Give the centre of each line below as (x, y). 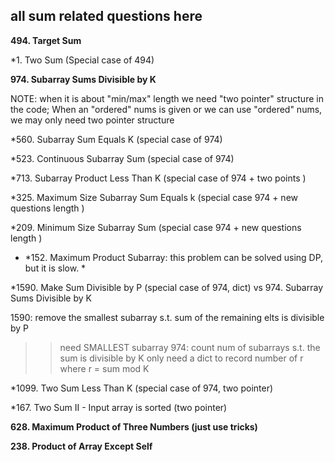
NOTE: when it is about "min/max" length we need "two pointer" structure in (167, 98)
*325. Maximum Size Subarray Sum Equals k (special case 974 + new (154, 197)
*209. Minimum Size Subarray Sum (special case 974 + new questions (156, 227)
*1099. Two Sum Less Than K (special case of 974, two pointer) (142, 388)
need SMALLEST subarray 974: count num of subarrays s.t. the (190, 347)
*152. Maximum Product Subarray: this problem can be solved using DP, (174, 257)
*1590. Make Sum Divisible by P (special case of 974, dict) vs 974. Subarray (167, 287)
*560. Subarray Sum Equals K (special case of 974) (116, 139)
